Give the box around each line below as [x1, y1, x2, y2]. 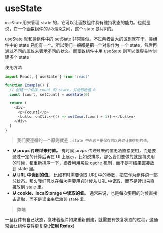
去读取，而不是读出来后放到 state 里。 [12, 196, 89, 202]
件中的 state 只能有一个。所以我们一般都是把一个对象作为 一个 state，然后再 [5, 42, 157, 48]
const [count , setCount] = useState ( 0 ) [9, 92, 90, 97]
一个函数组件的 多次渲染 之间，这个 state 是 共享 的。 [17, 25, 115, 32]
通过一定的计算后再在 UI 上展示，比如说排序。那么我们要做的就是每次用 [12, 153, 155, 159]
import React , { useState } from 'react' [5, 74, 90, 79]
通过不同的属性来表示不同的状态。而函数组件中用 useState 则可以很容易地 [5, 48, 153, 54]
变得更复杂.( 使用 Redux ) [26, 223, 75, 229]
